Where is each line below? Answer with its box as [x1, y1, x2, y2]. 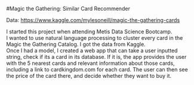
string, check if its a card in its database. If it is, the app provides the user [6, 53, 187, 60]
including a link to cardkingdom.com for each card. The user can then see [6, 66, 188, 73]
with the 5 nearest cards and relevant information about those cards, [6, 59, 175, 67]
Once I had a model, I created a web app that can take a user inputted [6, 47, 178, 54]
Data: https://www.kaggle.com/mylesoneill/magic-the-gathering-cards [6, 17, 180, 23]
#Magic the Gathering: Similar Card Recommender [6, 5, 130, 12]
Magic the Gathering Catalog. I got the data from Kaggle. [6, 41, 146, 48]
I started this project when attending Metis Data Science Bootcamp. [6, 28, 173, 35]
